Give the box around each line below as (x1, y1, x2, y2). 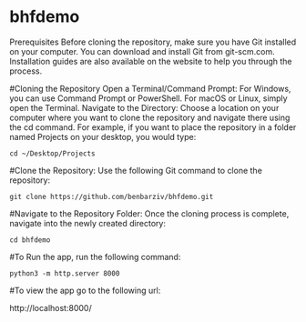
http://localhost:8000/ (9, 302, 93, 313)
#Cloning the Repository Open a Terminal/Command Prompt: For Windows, (9, 83, 291, 94)
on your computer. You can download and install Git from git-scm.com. (9, 45, 275, 56)
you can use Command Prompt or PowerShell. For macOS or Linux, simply (9, 93, 289, 104)
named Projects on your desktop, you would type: (9, 131, 197, 142)
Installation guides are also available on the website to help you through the (9, 55, 292, 66)
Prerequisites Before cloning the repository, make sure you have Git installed (9, 36, 297, 47)
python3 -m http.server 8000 (9, 268, 120, 278)
